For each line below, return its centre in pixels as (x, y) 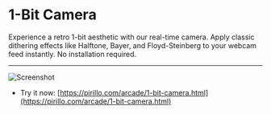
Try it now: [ (40, 92)
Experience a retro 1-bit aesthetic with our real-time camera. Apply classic (131, 37)
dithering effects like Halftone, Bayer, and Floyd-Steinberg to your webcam (132, 45)
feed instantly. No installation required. (73, 54)
